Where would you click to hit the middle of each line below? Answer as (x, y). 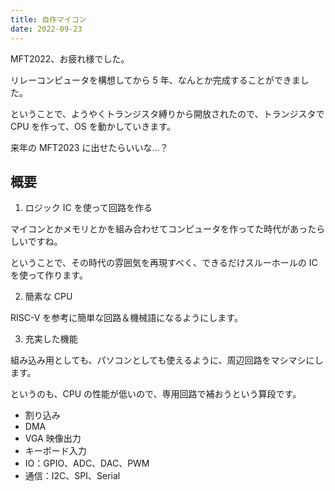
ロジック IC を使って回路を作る (88, 208)
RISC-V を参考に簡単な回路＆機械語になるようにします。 (126, 318)
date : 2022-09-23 (46, 29)
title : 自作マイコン (48, 19)
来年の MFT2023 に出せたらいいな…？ (89, 147)
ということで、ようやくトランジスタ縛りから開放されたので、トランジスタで (167, 113)
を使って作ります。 (49, 275)
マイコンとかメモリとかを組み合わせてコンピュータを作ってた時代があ (155, 229)
